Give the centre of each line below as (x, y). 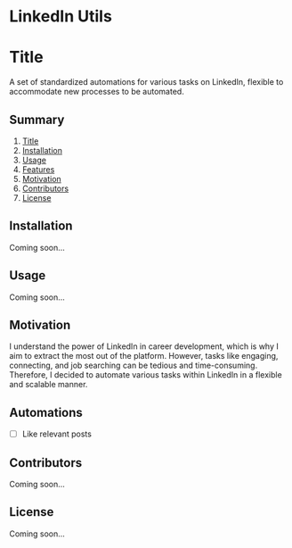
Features (38, 169)
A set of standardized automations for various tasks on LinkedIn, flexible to (146, 82)
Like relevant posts (57, 434)
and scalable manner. (49, 385)
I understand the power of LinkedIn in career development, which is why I (144, 346)
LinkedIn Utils (61, 17)
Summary (37, 119)
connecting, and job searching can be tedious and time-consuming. (134, 365)
